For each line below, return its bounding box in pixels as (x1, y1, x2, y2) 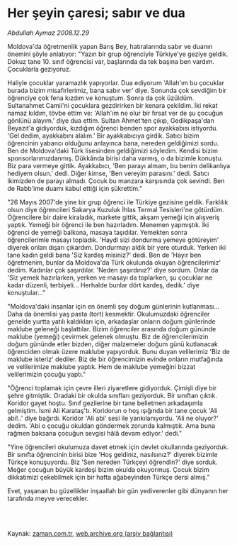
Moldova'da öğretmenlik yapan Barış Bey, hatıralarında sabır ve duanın (7, 42, 213, 50)
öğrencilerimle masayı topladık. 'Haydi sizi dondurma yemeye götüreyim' (7, 236, 219, 244)
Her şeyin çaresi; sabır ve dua (7, 5, 186, 21)
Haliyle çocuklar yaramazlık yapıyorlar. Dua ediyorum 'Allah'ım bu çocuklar (7, 78, 225, 87)
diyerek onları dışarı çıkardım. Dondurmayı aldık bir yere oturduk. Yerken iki (7, 243, 226, 251)
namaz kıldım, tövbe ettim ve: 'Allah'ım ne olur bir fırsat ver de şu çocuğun (7, 109, 224, 117)
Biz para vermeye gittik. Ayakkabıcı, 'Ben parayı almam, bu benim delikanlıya (7, 161, 231, 170)
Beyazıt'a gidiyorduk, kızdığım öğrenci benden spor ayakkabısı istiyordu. (7, 123, 218, 132)
